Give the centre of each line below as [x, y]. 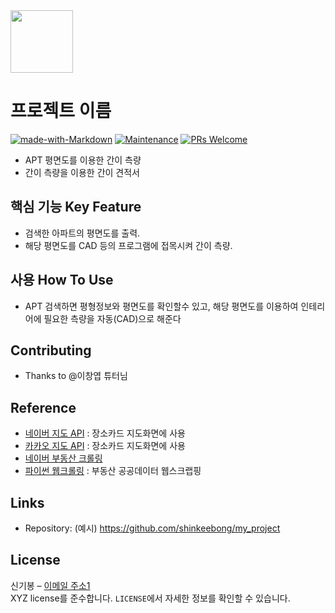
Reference [43, 407]
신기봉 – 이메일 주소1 [50, 585]
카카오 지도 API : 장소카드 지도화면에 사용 [105, 446]
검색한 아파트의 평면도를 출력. [82, 233]
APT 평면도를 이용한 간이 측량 [83, 160]
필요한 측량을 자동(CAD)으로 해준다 [112, 318]
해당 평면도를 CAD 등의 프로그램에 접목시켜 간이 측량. [128, 245]
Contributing [51, 350]
